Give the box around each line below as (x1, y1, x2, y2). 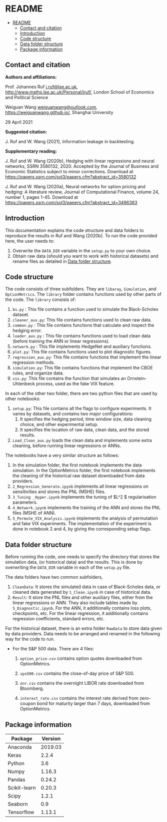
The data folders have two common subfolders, (5, 574, 103, 580)
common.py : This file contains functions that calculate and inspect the (12, 322, 154, 328)
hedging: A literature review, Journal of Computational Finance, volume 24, (5, 189, 159, 195)
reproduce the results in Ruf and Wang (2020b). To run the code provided (5, 232, 157, 238)
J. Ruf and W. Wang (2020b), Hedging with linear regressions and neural (5, 158, 155, 164)
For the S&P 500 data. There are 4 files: (12, 646, 94, 652)
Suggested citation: (5, 129, 47, 135)
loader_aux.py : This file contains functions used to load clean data (12, 333, 151, 339)
